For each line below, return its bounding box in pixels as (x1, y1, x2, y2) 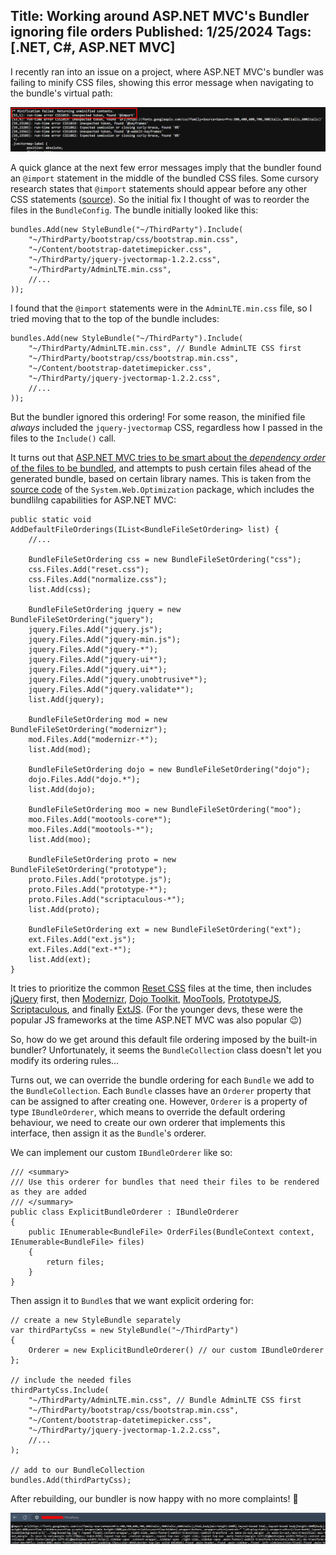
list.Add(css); (28, 584, 92, 594)
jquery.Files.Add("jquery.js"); (28, 624, 163, 634)
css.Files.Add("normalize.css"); (28, 574, 168, 584)
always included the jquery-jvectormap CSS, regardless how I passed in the (10, 421, 323, 433)
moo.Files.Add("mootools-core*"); (28, 814, 172, 824)
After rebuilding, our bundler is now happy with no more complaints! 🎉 (10, 1492, 299, 1504)
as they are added (10, 1187, 87, 1197)
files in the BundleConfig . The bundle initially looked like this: (10, 204, 259, 216)
